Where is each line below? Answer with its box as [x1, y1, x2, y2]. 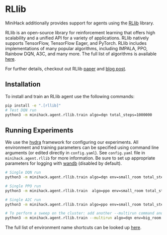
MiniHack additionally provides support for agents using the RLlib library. [5, 20, 154, 26]
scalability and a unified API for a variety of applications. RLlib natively [5, 35, 149, 41]
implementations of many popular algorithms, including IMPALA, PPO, [5, 45, 148, 51]
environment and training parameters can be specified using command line [5, 144, 159, 150]
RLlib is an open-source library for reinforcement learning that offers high [5, 29, 156, 35]
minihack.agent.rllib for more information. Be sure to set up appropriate [5, 155, 156, 161]
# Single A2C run [5, 197, 41, 202]
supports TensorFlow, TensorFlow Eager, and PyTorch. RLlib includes [5, 40, 147, 46]
